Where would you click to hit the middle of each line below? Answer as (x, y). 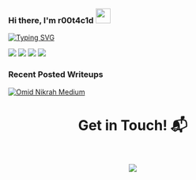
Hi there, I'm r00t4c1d (51, 20)
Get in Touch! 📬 (133, 125)
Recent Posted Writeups (56, 75)
